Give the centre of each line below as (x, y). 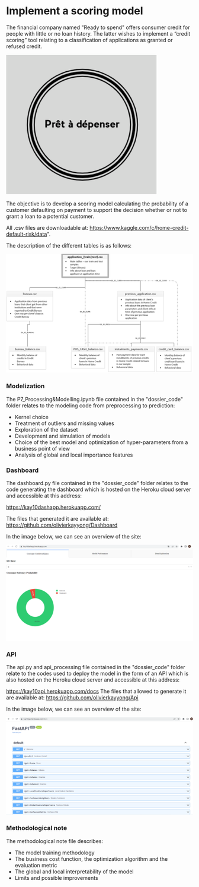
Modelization (25, 386)
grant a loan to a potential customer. (50, 216)
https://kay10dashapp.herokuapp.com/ (53, 507)
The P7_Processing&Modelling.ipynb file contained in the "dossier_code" (95, 399)
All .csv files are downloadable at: (47, 227)
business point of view (42, 448)
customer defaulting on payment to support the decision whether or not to (97, 210)
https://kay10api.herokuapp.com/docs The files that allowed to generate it (96, 691)
